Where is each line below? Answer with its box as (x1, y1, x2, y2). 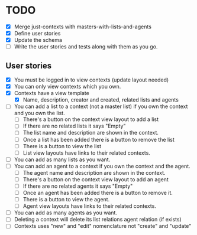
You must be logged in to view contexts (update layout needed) (14, 76, 169, 83)
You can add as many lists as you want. (14, 156, 111, 163)
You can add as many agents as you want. (14, 209, 118, 216)
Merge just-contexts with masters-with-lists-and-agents (14, 23, 152, 30)
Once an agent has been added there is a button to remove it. (22, 190, 173, 196)
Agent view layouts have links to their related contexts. (22, 203, 156, 210)
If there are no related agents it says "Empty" (22, 182, 133, 190)
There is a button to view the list (22, 142, 102, 149)
